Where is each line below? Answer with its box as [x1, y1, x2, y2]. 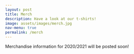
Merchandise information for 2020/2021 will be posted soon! [5, 44, 129, 49]
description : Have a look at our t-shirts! [5, 16, 97, 21]
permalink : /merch [5, 30, 43, 35]
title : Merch [5, 12, 32, 17]
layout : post [5, 7, 32, 12]
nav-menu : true [5, 26, 37, 30]
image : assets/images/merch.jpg [5, 21, 72, 26]
